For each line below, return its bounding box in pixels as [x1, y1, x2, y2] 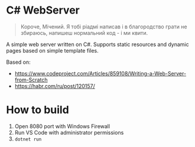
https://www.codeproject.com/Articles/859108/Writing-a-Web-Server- [14, 70, 187, 77]
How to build [6, 103, 69, 117]
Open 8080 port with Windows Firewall [14, 122, 110, 130]
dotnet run [14, 136, 42, 142]
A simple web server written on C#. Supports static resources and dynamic [6, 41, 189, 48]
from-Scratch [14, 76, 48, 83]
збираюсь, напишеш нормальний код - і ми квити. [20, 29, 148, 36]
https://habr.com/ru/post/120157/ [14, 82, 96, 89]
